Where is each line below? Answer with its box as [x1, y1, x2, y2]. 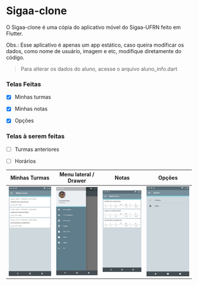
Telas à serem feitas [6, 132, 65, 140]
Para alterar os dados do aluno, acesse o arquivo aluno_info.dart [20, 65, 178, 72]
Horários [14, 158, 37, 165]
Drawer [67, 177, 87, 184]
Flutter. [6, 30, 24, 37]
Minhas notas [14, 105, 48, 113]
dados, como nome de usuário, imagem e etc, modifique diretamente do [6, 47, 181, 54]
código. [6, 54, 25, 61]
